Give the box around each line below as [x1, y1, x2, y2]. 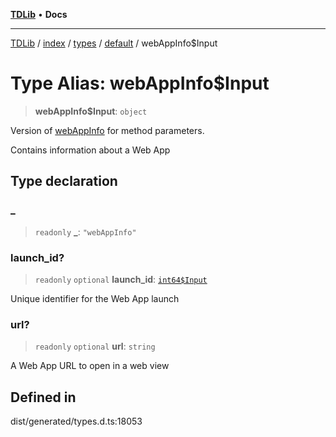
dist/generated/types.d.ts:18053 [10, 415, 143, 428]
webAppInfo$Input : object [34, 105, 148, 117]
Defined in [10, 389, 77, 406]
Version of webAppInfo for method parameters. [10, 124, 205, 136]
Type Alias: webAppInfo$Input [10, 72, 270, 95]
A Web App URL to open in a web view [10, 360, 170, 372]
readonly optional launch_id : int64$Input [34, 273, 208, 285]
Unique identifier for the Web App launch [10, 292, 180, 304]
